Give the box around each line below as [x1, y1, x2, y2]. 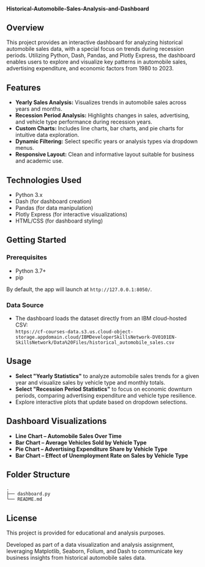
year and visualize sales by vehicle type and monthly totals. [15, 379, 165, 386]
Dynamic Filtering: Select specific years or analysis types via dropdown [15, 138, 198, 145]
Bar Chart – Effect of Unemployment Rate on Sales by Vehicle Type [15, 451, 188, 459]
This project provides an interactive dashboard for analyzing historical [6, 39, 183, 46]
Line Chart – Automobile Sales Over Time [15, 432, 122, 440]
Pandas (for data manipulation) [15, 204, 94, 212]
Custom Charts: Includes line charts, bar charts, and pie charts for [15, 125, 184, 132]
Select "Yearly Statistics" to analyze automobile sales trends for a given [15, 372, 199, 379]
